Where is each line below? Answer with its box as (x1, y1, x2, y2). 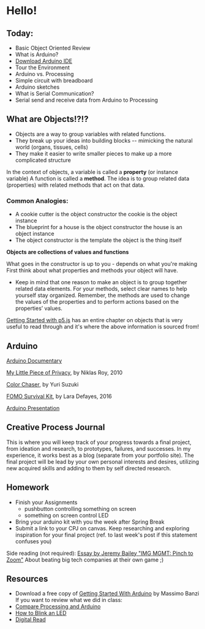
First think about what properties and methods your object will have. (6, 267, 179, 274)
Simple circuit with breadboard (15, 77, 93, 84)
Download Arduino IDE (15, 58, 72, 64)
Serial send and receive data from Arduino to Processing (15, 96, 158, 104)
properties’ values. (15, 304, 63, 312)
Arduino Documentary (6, 356, 62, 364)
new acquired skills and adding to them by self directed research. (6, 464, 171, 472)
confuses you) (15, 537, 52, 545)
